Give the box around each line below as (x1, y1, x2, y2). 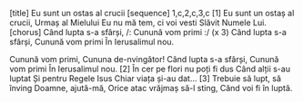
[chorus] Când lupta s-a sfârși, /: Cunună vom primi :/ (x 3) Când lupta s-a (9, 27, 287, 37)
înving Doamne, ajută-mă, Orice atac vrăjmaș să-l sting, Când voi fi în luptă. (9, 83, 293, 93)
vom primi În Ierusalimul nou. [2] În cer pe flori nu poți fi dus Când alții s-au (9, 63, 291, 74)
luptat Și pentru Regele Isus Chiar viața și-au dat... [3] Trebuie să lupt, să (9, 73, 282, 84)
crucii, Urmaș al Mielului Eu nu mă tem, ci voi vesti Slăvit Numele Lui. (9, 17, 267, 28)
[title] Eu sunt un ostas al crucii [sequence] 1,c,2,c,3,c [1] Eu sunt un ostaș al (9, 8, 295, 18)
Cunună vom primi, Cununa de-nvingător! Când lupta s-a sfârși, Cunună (9, 54, 279, 64)
